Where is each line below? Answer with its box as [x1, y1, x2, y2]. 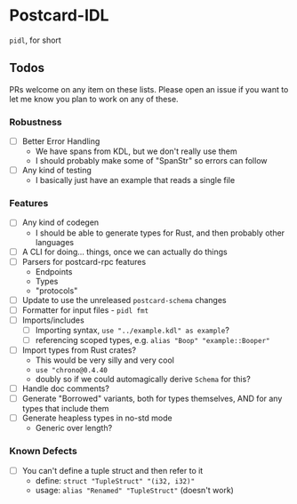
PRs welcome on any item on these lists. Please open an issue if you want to [9, 84, 289, 94]
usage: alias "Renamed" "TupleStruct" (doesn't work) [35, 484, 234, 495]
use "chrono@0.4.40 [35, 366, 108, 375]
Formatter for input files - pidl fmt [21, 304, 149, 316]
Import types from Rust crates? [21, 344, 136, 356]
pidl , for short [9, 35, 62, 45]
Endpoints [35, 266, 73, 276]
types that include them [21, 404, 109, 414]
